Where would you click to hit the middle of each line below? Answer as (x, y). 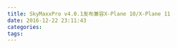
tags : (15, 34)
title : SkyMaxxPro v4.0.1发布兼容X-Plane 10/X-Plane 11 (89, 14)
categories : (25, 27)
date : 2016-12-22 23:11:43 (47, 20)
